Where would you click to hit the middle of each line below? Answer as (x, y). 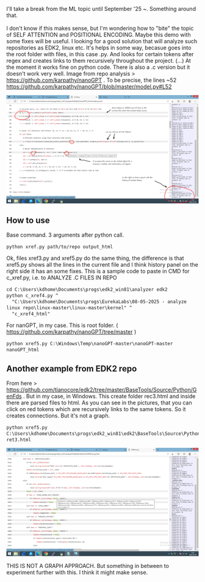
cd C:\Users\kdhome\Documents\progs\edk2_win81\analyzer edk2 (87, 290)
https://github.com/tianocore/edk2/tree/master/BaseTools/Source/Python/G (102, 390)
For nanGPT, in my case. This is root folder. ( (62, 325)
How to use (28, 220)
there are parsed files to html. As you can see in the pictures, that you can (99, 403)
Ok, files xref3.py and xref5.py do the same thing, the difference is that (95, 258)
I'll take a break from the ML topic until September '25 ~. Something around (101, 9)
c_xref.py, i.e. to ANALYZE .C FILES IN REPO (62, 278)
